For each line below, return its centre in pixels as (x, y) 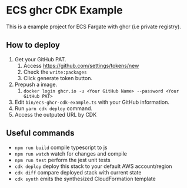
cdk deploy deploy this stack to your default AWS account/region (93, 166)
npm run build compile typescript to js (61, 147)
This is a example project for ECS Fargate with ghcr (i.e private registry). (93, 27)
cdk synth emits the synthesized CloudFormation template (85, 179)
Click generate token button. (58, 78)
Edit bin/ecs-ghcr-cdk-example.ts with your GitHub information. (92, 102)
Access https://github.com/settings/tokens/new (81, 65)
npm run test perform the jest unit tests (62, 160)
